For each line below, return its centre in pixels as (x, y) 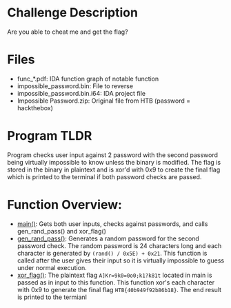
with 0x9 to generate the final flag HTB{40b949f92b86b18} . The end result (119, 289)
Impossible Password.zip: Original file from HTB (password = (104, 101)
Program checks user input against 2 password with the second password (113, 155)
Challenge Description (72, 13)
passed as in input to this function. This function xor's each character (116, 282)
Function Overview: (65, 205)
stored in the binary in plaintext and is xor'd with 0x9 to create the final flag (114, 170)
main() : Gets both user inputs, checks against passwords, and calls (112, 224)
